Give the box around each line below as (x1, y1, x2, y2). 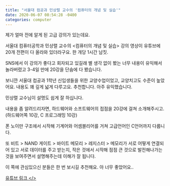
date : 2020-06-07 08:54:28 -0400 (5, 12, 77, 17)
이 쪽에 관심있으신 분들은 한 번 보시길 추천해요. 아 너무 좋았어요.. (5, 164, 134, 170)
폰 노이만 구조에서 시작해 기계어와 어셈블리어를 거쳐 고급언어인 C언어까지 (5, 123, 152, 129)
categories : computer (5, 17, 52, 22)
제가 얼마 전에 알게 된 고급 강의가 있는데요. (5, 32, 90, 38)
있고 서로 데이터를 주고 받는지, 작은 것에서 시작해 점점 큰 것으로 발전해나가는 (10, 147, 163, 153)
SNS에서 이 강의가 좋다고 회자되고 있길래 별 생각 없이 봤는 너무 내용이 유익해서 (5, 60, 162, 66)
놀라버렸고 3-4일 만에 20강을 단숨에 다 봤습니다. (5, 66, 102, 72)
